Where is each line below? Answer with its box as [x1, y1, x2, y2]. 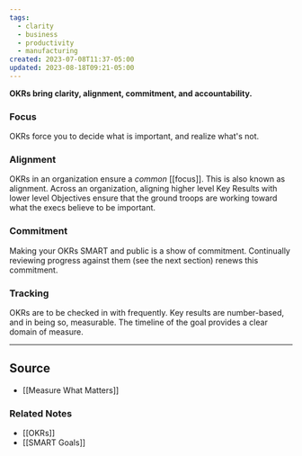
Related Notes [9, 407, 73, 419]
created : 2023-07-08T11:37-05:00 [9, 55, 135, 64]
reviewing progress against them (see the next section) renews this [9, 255, 259, 265]
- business [17, 30, 58, 39]
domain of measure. [9, 326, 84, 337]
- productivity [17, 38, 75, 48]
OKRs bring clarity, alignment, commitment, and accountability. [9, 87, 253, 99]
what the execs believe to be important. [9, 202, 155, 213]
